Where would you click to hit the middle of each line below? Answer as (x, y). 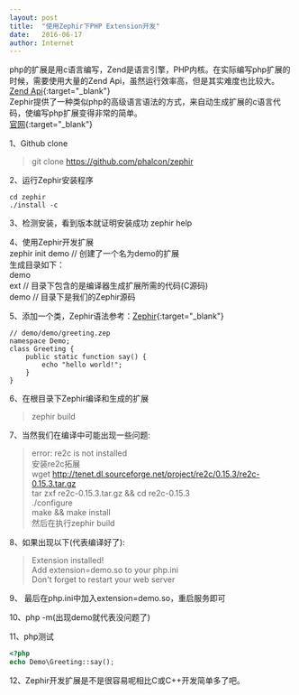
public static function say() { (86, 357)
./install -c (34, 205)
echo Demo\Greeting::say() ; (62, 663)
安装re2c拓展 (56, 464)
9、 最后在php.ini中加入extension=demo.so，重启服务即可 (118, 598)
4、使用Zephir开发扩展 (52, 242)
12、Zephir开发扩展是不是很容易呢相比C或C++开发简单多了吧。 (127, 681)
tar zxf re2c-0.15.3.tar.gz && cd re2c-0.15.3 (111, 494)
